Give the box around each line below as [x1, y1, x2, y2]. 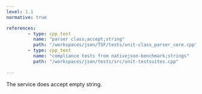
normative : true [6, 14, 47, 20]
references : [6, 25, 36, 31]
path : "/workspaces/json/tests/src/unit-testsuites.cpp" [32, 58, 179, 65]
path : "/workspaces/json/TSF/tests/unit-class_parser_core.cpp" [32, 42, 198, 48]
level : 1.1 [6, 8, 34, 15]
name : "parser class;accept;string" [32, 37, 125, 43]
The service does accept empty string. [6, 80, 102, 87]
